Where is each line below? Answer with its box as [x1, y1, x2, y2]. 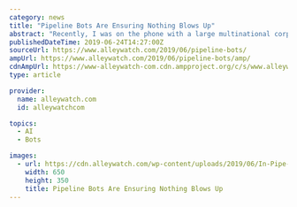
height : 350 [25, 176, 69, 185]
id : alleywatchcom [17, 103, 86, 111]
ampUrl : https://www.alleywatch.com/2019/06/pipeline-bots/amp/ [9, 54, 251, 63]
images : [9, 151, 38, 160]
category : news [9, 12, 65, 22]
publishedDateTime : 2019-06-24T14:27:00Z [9, 37, 164, 47]
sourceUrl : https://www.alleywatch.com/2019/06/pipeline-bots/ [9, 46, 247, 55]
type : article [9, 71, 62, 80]
